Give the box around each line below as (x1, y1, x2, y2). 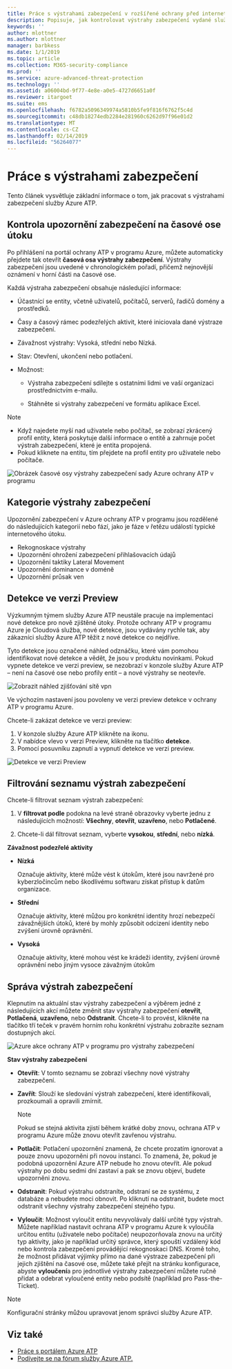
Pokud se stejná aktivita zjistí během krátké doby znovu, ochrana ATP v (17, 1124, 221, 1132)
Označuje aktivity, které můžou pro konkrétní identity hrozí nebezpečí (17, 912, 215, 921)
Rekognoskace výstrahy (17, 543, 86, 551)
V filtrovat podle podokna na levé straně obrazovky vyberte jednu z (17, 809, 211, 817)
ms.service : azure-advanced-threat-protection (7, 74, 144, 82)
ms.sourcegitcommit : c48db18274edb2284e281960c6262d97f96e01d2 (7, 113, 193, 120)
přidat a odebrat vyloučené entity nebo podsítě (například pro (17, 1274, 193, 1282)
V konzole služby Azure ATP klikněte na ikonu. (17, 729, 149, 738)
